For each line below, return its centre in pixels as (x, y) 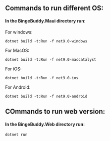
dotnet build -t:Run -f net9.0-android (46, 96)
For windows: (19, 32)
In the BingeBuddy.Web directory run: (45, 124)
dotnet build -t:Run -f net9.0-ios (42, 78)
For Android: (18, 87)
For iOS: (13, 69)
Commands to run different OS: (55, 8)
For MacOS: (17, 50)
